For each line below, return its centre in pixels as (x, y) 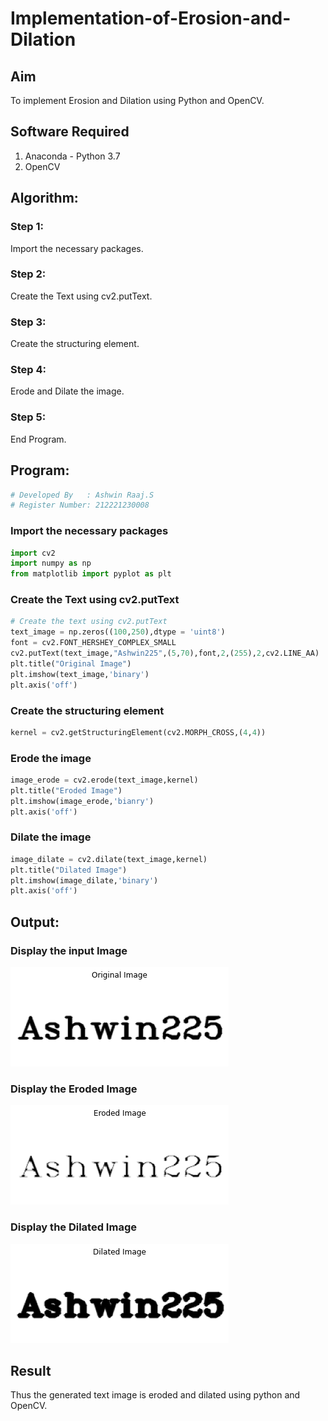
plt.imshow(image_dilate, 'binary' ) (84, 880)
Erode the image (51, 758)
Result (31, 1371)
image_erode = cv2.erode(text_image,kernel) (104, 780)
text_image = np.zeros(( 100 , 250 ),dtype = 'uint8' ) (118, 632)
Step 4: (28, 370)
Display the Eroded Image (74, 1089)
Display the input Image (69, 950)
